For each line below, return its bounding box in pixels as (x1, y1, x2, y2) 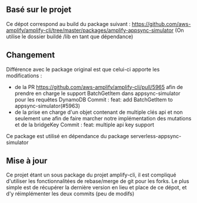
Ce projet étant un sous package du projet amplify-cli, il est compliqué (6, 171, 176, 179)
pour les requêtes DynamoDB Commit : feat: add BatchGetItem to (14, 96, 173, 103)
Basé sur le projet (6, 5, 72, 15)
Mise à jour (6, 156, 48, 166)
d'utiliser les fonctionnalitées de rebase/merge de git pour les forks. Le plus (6, 178, 189, 185)
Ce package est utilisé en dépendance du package (6, 132, 129, 139)
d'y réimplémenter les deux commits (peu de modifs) (6, 190, 135, 197)
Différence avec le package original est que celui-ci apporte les (6, 66, 160, 73)
